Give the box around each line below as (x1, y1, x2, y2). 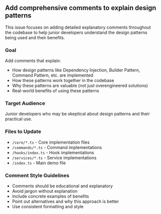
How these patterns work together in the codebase (12, 78, 114, 83)
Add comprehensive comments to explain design (5, 4, 157, 12)
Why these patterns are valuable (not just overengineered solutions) (12, 82, 148, 89)
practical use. (5, 116, 32, 122)
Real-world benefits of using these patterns (12, 88, 99, 94)
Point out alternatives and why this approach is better (12, 198, 119, 204)
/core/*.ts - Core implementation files (12, 139, 90, 145)
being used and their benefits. (5, 34, 65, 40)
